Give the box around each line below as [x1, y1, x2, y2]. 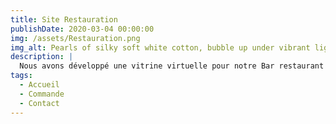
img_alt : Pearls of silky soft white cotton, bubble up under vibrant [10, 42, 311, 53]
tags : [10, 71, 33, 81]
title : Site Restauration [10, 14, 118, 25]
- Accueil [19, 80, 60, 90]
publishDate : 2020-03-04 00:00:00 [10, 24, 155, 34]
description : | [10, 52, 74, 62]
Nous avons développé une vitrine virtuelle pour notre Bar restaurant [19, 61, 325, 71]
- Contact [19, 98, 60, 108]
